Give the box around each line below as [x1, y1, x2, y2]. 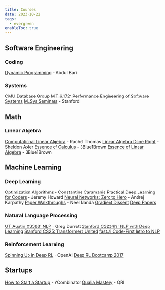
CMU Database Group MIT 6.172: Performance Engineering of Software [5, 93, 149, 99]
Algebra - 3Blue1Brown [5, 149, 52, 155]
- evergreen [9, 21, 34, 26]
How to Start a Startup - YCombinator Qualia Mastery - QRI [5, 279, 124, 285]
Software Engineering [5, 44, 74, 52]
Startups [5, 266, 33, 275]
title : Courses [5, 7, 36, 12]
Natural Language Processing [5, 212, 78, 219]
